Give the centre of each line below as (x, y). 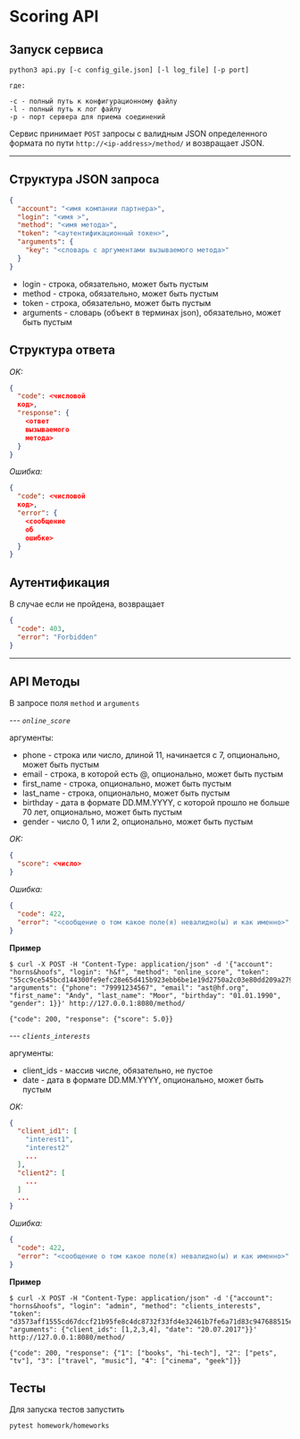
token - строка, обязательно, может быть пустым (117, 302)
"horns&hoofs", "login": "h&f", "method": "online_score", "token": (139, 972)
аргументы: (31, 738)
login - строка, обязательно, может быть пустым (115, 284)
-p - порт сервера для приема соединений (87, 117)
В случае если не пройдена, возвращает (87, 604)
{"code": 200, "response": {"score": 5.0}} (92, 1019)
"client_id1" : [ (47, 1131)
